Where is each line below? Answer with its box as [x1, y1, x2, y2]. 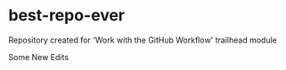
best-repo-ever [8, 5, 126, 26]
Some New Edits [8, 51, 69, 62]
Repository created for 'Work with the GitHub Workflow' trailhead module [8, 35, 277, 45]
